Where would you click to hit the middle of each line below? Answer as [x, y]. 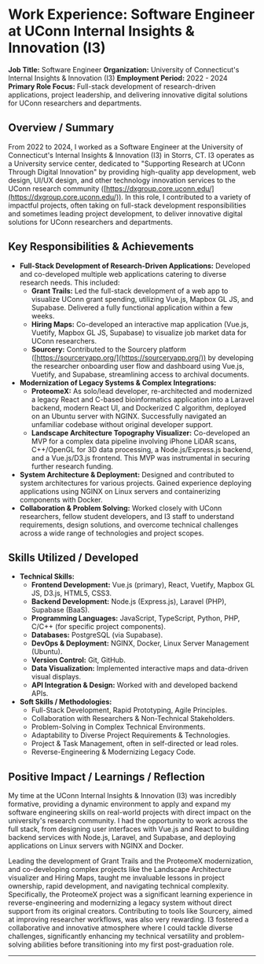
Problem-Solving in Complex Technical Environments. [118, 727]
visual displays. [56, 677]
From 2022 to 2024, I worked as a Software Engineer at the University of [126, 146]
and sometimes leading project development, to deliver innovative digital [126, 213]
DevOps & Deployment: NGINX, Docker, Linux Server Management [140, 643]
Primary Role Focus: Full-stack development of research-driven [112, 86]
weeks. [43, 315]
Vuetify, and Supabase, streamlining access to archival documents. [140, 374]
